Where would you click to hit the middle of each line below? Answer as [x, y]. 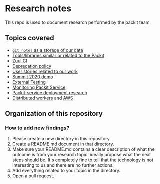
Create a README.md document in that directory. [63, 144]
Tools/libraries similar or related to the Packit [58, 55]
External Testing [29, 82]
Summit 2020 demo [33, 77]
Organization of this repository [54, 114]
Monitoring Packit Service [39, 87]
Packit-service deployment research [50, 92]
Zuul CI [20, 61]
